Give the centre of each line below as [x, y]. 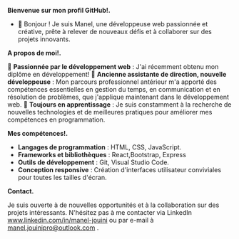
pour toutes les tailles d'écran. [62, 177]
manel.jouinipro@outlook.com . [53, 228]
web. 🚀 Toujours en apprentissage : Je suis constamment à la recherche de [119, 105]
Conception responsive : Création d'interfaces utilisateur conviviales [119, 170]
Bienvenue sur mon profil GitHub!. [59, 10]
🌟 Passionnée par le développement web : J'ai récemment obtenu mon [113, 67]
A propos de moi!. [35, 53]
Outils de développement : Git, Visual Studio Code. [93, 162]
